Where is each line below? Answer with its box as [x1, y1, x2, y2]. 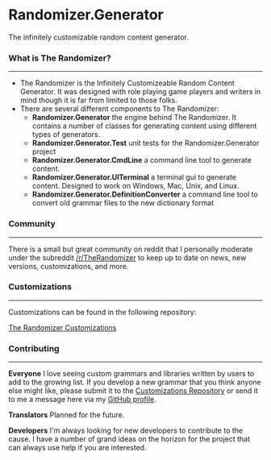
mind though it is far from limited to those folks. [19, 95, 177, 106]
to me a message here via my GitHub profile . [8, 395, 156, 404]
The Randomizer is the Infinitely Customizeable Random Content [19, 78, 236, 88]
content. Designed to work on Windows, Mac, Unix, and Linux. [31, 181, 240, 191]
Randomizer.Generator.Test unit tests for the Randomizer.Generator [31, 139, 260, 148]
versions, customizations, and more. [8, 261, 129, 271]
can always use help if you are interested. [8, 443, 147, 453]
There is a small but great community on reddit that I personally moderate [8, 244, 253, 254]
